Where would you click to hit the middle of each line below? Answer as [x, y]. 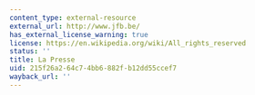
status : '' [30, 52]
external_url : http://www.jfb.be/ [75, 26]
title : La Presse [42, 60]
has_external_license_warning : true [79, 34]
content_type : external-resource [73, 18]
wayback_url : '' [40, 77]
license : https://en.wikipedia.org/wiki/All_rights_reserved [128, 43]
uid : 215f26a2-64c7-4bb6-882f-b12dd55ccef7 [93, 69]
